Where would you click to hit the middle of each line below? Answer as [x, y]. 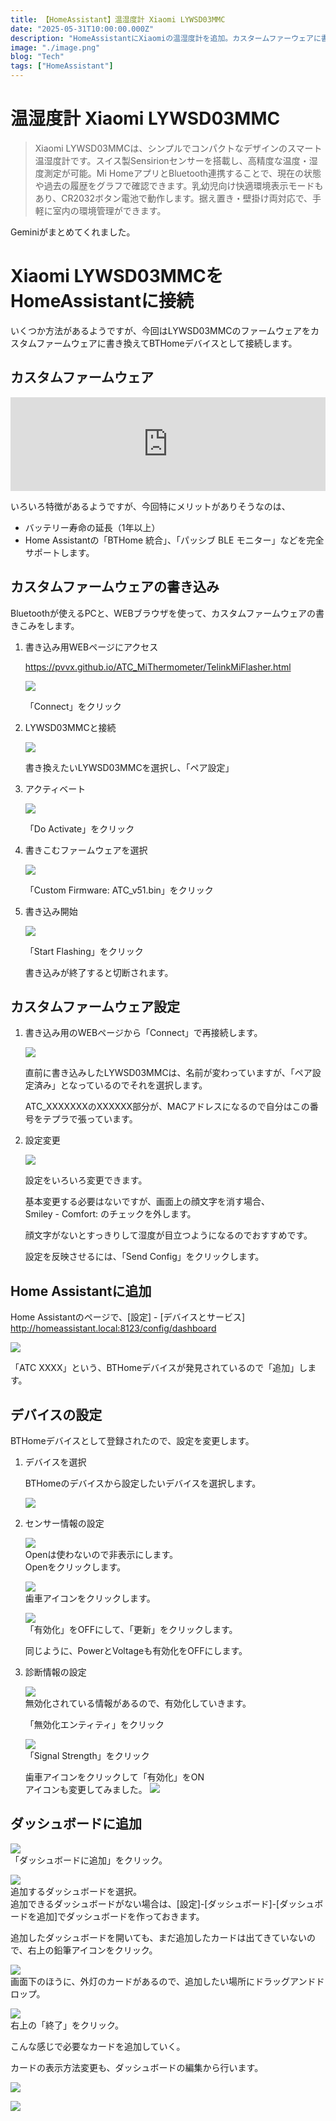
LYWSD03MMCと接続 [70, 727]
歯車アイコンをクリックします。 [90, 1598]
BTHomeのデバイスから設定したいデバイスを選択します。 [143, 1483]
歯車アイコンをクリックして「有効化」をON [114, 1777]
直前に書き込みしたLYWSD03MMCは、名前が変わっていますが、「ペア [168, 1073]
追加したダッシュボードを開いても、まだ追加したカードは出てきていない [159, 1937]
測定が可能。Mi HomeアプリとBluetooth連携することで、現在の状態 [182, 173]
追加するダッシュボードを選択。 [76, 1891]
